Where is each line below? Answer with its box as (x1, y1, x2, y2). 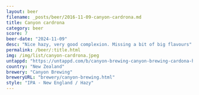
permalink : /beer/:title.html (6, 47, 81, 53)
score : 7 (6, 31, 28, 37)
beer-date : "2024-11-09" (6, 36, 68, 42)
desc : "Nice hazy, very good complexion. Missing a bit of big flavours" (6, 42, 192, 48)
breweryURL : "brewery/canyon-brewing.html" (6, 74, 115, 80)
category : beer (6, 25, 44, 31)
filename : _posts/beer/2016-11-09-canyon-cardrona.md (6, 14, 142, 20)
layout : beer (6, 8, 38, 15)
